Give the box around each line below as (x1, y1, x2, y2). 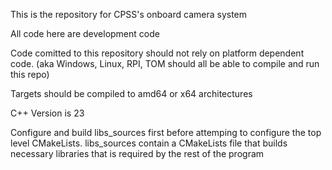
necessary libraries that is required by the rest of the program (10, 148, 265, 159)
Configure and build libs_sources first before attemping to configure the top (10, 127, 322, 138)
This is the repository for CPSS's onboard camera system (10, 9, 248, 20)
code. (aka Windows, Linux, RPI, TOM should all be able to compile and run (10, 58, 320, 69)
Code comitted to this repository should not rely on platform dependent (10, 47, 305, 59)
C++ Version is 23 (10, 107, 85, 119)
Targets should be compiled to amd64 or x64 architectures (10, 88, 253, 99)
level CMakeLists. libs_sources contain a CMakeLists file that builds (10, 137, 288, 149)
